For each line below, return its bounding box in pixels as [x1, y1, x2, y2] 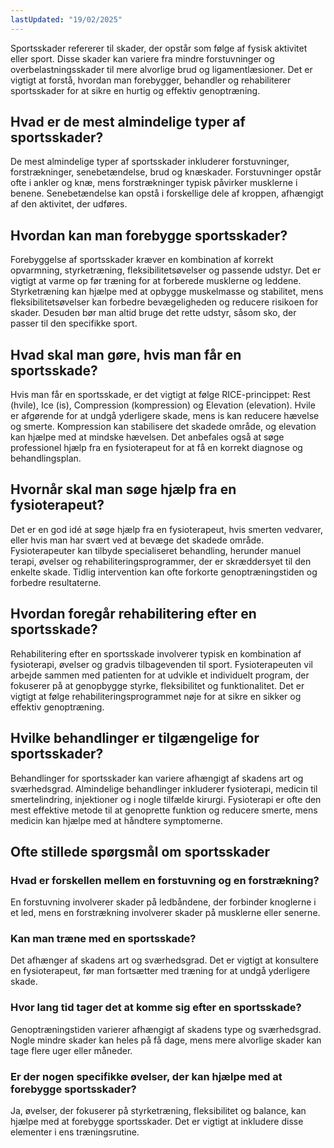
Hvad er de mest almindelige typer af [10, 114, 246, 131]
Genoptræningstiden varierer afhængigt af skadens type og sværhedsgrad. [10, 1023, 322, 1035]
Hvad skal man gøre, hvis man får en [10, 346, 242, 363]
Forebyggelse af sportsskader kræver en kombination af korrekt [10, 254, 274, 266]
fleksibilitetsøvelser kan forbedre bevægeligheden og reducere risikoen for [10, 296, 319, 308]
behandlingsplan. [10, 452, 82, 465]
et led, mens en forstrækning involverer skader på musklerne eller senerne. [10, 907, 321, 919]
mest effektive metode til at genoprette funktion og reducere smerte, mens [10, 804, 318, 816]
